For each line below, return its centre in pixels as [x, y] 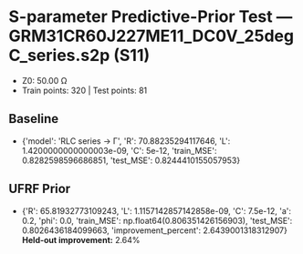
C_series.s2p [59, 56]
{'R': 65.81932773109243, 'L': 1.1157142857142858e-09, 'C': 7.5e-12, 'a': [157, 210]
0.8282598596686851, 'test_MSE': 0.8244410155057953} [131, 160]
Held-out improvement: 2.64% [81, 239]
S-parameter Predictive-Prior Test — [151, 17]
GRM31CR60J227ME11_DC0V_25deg [151, 36]
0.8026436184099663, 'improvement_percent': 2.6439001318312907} [155, 230]
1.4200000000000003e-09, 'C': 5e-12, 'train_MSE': [119, 150]
